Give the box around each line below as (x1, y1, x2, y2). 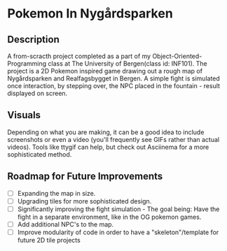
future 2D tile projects (17, 236, 81, 244)
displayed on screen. (7, 89, 68, 97)
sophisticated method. (7, 150, 72, 159)
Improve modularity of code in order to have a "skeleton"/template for (17, 228, 219, 236)
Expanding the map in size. (17, 189, 96, 197)
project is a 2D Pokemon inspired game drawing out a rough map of (7, 67, 203, 75)
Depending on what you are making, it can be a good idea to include (7, 128, 205, 136)
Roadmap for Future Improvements (7, 171, 163, 182)
